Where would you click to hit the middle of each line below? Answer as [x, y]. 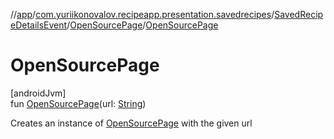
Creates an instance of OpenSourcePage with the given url [131, 123]
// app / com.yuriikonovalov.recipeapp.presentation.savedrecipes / [142, 14]
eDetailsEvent [39, 25]
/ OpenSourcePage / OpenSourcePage [142, 25]
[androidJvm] [38, 93]
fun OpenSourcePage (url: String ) [78, 103]
